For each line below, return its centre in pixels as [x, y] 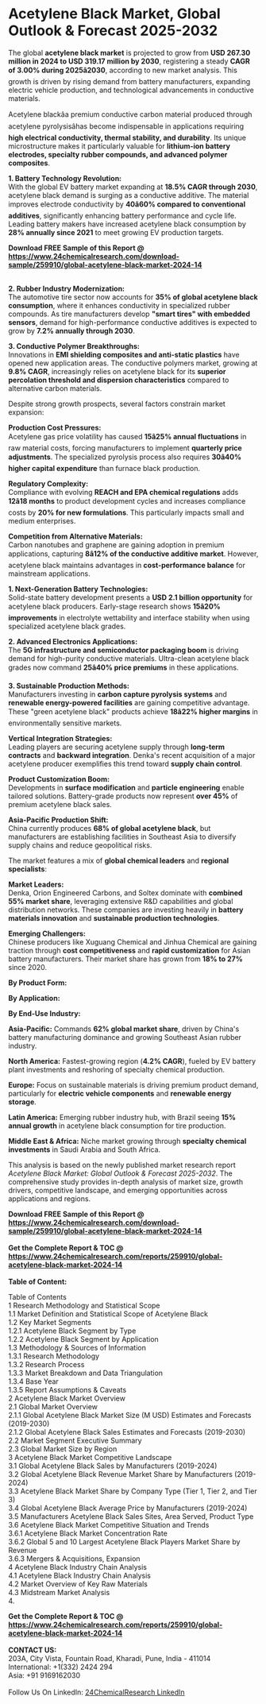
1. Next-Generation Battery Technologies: [78, 589]
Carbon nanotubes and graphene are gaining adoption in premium [116, 544]
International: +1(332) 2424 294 [60, 1667]
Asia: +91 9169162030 [44, 1675]
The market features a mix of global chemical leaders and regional [119, 860]
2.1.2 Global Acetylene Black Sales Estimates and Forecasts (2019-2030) [127, 1432]
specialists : [28, 869]
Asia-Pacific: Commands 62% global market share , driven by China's [124, 1029]
